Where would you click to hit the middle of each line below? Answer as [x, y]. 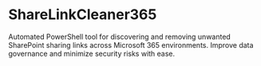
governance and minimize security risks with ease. [92, 53]
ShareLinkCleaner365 [83, 15]
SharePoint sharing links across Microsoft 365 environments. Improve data [131, 45]
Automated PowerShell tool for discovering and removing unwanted [120, 37]
